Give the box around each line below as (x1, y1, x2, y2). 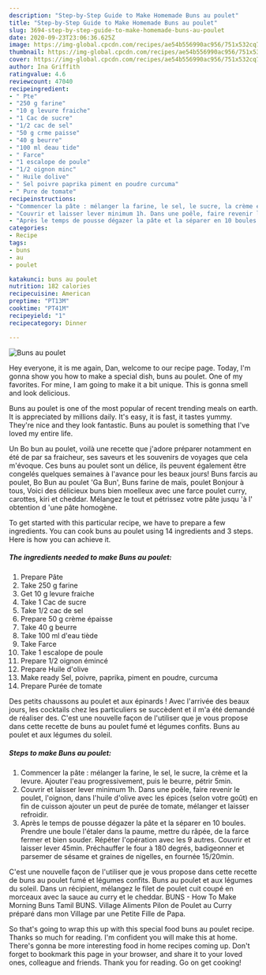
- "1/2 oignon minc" (9, 166, 77, 174)
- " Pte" (9, 92, 38, 100)
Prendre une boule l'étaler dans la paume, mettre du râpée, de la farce (20, 827, 249, 836)
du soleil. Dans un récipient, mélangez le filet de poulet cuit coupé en (9, 884, 234, 894)
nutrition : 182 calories (9, 282, 91, 290)
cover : (9, 56, 31, 64)
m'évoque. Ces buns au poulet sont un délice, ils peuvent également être (9, 461, 247, 470)
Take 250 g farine (20, 581, 78, 590)
